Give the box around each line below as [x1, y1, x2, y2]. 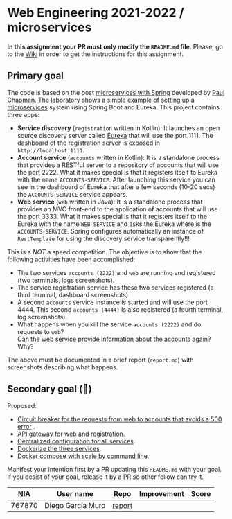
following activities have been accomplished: [7, 255, 136, 263]
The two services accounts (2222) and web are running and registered [17, 268, 216, 276]
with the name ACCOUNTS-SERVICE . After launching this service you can [17, 175, 216, 184]
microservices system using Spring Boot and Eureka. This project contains [7, 103, 220, 112]
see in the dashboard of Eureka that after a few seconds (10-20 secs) [17, 182, 216, 191]
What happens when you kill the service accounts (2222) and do [17, 320, 202, 328]
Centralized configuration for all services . [17, 437, 136, 445]
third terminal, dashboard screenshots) [17, 290, 129, 299]
